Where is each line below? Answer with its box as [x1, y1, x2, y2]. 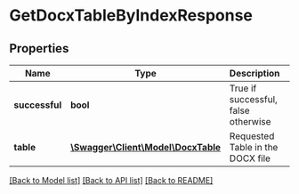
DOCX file [229, 152, 271, 165]
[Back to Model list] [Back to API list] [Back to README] [9, 175, 214, 185]
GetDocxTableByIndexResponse [9, 5, 254, 26]
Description [229, 68, 280, 79]
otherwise [229, 116, 271, 127]
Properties [9, 41, 69, 56]
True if [229, 82, 257, 94]
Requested [229, 130, 275, 142]
